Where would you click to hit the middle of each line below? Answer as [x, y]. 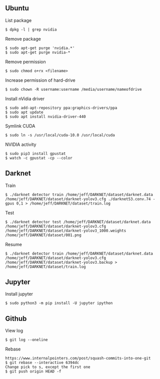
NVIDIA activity [21, 144]
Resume [14, 244]
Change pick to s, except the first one [48, 367]
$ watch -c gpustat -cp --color [39, 158]
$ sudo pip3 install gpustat [35, 153]
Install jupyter [19, 294]
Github [16, 319]
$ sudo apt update [24, 112]
